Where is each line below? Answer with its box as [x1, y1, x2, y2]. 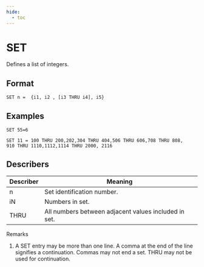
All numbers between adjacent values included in [44, 207, 185, 215]
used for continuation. [15, 255, 71, 262]
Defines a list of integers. [6, 61, 69, 68]
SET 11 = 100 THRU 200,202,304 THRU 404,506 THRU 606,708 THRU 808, [6, 138, 183, 144]
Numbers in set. [44, 197, 90, 206]
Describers [6, 159, 50, 170]
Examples [6, 110, 44, 121]
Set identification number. [44, 188, 118, 196]
